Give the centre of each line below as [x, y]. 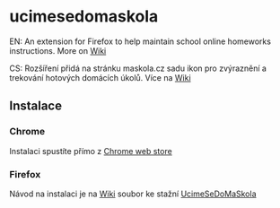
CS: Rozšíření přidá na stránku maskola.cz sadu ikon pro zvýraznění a [138, 68]
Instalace [36, 106]
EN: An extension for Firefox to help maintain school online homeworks [140, 41]
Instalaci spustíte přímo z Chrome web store [91, 151]
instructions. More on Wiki [58, 50]
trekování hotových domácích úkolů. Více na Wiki [100, 77]
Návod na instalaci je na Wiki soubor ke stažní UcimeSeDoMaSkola [133, 194]
